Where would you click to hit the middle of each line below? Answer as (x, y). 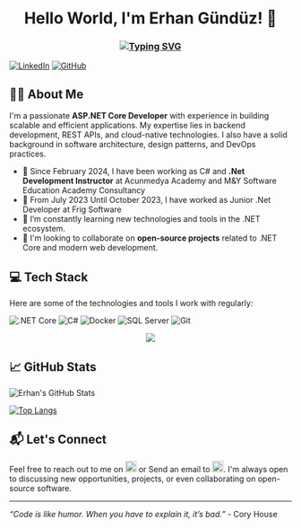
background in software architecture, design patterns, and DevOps (133, 145)
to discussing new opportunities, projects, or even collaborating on (133, 479)
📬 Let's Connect (58, 440)
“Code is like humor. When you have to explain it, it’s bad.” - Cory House (143, 514)
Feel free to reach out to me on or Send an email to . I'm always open (149, 469)
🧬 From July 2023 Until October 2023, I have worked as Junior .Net (146, 200)
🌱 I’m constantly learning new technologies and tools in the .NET (141, 219)
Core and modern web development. (90, 248)
